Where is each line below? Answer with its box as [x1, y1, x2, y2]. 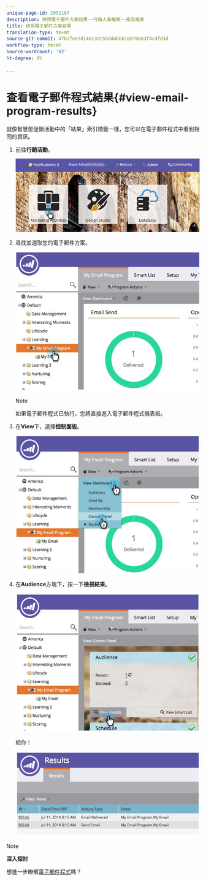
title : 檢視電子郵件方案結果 [6, 23, 72, 29]
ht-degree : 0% [6, 55, 43, 61]
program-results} [6, 104, 97, 118]
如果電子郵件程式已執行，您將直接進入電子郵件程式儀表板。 [15, 410, 166, 417]
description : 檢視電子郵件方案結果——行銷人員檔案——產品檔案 [6, 16, 145, 23]
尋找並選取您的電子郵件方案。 [15, 239, 91, 246]
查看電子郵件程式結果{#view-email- [6, 91, 189, 104]
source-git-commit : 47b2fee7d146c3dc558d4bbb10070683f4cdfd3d [6, 36, 169, 42]
